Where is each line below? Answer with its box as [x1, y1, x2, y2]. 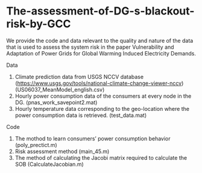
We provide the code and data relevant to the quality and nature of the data [6, 37, 194, 44]
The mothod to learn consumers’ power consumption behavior [14, 134, 171, 142]
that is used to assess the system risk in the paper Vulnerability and [6, 43, 174, 51]
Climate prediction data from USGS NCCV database [14, 73, 144, 80]
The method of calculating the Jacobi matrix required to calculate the [14, 154, 188, 161]
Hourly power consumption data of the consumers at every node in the [14, 92, 192, 99]
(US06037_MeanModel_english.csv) [14, 86, 105, 93]
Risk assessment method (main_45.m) [14, 148, 110, 155]
